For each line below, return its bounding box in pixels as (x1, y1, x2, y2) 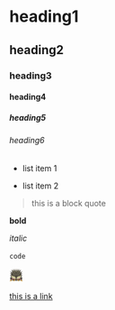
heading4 (9, 92, 47, 103)
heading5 (9, 112, 47, 123)
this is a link (9, 290, 53, 301)
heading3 (9, 69, 52, 82)
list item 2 (22, 180, 59, 191)
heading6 (9, 135, 45, 146)
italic (9, 232, 28, 243)
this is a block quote (31, 197, 106, 208)
